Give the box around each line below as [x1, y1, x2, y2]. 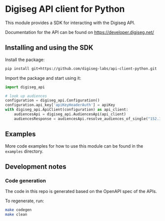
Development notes [5, 162, 66, 171]
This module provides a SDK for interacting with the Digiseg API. [5, 20, 136, 26]
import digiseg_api [5, 85, 45, 90]
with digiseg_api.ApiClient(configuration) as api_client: [5, 107, 129, 112]
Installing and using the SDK [5, 43, 93, 52]
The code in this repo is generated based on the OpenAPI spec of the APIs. [5, 189, 157, 194]
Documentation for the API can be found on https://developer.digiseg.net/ [5, 29, 154, 35]
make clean [5, 212, 27, 217]
